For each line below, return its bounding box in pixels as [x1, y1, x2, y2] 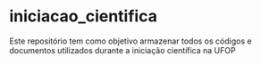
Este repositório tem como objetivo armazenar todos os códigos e [9, 36, 252, 46]
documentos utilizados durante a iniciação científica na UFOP [9, 44, 236, 55]
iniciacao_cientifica [9, 6, 158, 27]
